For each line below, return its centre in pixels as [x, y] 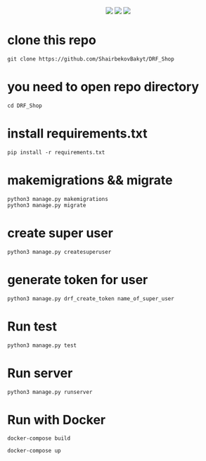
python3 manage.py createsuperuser [59, 252]
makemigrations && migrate [90, 180]
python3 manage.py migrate [47, 205]
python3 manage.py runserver [50, 392]
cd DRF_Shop [25, 106]
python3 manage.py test [42, 345]
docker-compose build [39, 438]
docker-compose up [34, 451]
